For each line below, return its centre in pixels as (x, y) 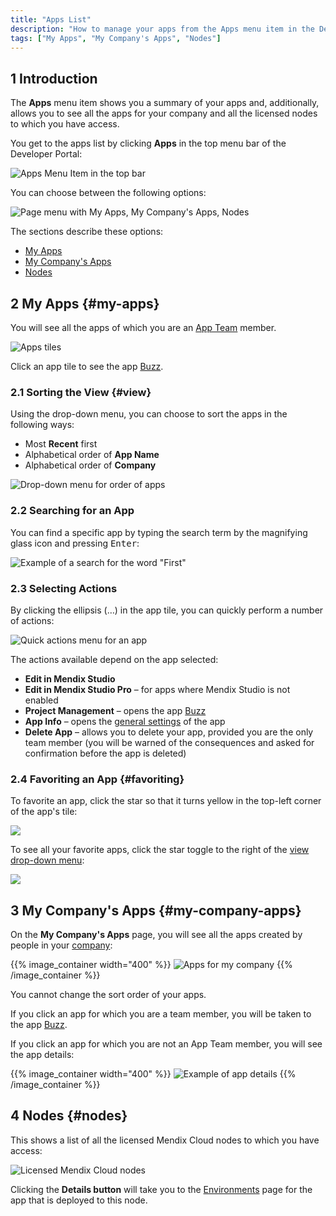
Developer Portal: (46, 154)
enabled (41, 700)
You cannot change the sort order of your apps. (108, 994)
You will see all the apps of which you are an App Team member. (143, 327)
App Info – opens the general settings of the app (125, 721)
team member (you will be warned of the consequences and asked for (169, 742)
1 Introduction (54, 78)
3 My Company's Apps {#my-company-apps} (156, 910)
